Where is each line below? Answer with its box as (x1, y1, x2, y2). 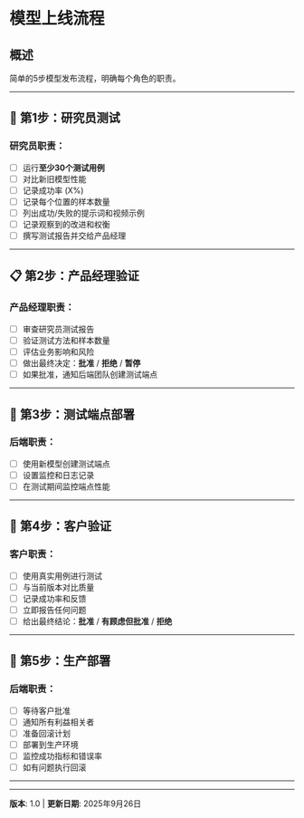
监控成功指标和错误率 (22, 750, 102, 761)
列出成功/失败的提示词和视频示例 (22, 207, 145, 218)
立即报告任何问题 (22, 604, 87, 615)
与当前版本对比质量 (22, 582, 95, 592)
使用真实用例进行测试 (22, 570, 102, 581)
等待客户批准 (22, 705, 71, 716)
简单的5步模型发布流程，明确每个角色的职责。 (9, 73, 181, 83)
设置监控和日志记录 (22, 469, 95, 480)
